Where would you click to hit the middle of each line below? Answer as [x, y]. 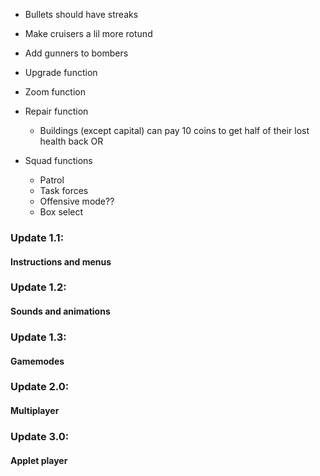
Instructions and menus [61, 261]
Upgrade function [61, 72]
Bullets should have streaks [81, 14]
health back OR [71, 141]
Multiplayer [35, 411]
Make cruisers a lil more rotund [88, 33]
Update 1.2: [38, 287]
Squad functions [58, 160]
